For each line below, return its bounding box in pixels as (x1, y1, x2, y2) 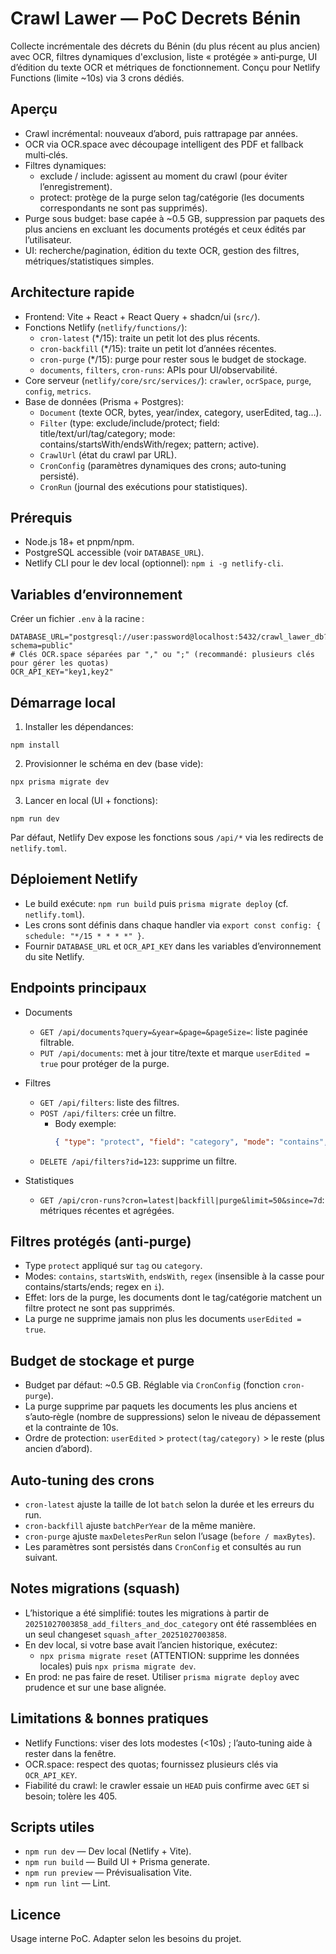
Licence (10, 1906, 62, 1923)
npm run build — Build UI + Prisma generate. (24, 1856, 210, 1868)
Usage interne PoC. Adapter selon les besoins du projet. (10, 1933, 242, 1945)
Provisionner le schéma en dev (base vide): (24, 758, 204, 769)
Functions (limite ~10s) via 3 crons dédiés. (10, 72, 185, 84)
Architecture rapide (10, 284, 135, 301)
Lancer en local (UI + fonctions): (24, 795, 158, 806)
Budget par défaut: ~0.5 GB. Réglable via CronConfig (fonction (24, 1379, 281, 1391)
